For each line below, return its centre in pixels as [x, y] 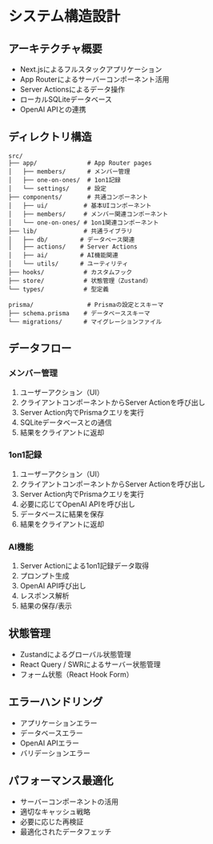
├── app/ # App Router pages [80, 163]
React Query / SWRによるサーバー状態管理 [90, 664]
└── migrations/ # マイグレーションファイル [85, 321]
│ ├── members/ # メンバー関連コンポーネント [88, 214]
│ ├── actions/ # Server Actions [73, 246]
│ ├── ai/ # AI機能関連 [63, 255]
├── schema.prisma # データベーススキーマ [79, 313]
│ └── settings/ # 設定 [57, 188]
